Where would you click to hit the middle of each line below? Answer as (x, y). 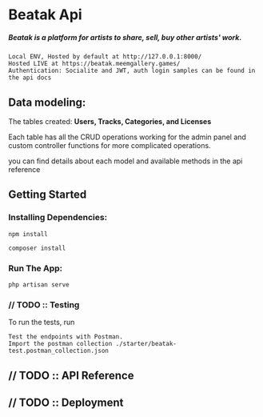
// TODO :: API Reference (71, 375)
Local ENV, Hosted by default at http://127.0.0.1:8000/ (105, 57)
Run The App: (36, 268)
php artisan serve (39, 285)
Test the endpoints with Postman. (66, 337)
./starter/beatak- (146, 344)
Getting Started (48, 195)
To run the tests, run (42, 323)
